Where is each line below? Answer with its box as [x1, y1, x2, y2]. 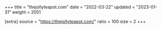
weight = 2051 [12, 9, 41, 15]
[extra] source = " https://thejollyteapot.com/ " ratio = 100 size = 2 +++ [4, 19, 146, 24]
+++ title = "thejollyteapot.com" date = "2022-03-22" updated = [4, 4, 135, 10]
